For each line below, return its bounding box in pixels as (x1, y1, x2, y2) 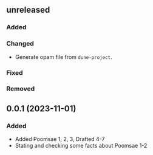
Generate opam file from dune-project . (15, 53, 112, 60)
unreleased (6, 5, 50, 15)
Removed (6, 84, 35, 93)
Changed (6, 40, 35, 48)
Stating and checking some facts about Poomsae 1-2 (15, 142, 148, 150)
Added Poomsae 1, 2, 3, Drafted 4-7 (15, 136, 105, 143)
